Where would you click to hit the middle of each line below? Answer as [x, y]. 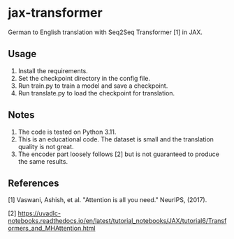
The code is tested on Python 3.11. [67, 132]
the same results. [43, 161]
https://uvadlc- [39, 213]
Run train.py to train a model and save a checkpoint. [93, 86]
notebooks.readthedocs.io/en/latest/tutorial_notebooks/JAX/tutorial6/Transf [117, 221]
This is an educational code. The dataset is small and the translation [116, 139]
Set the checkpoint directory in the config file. [84, 78]
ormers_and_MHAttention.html [52, 229]
